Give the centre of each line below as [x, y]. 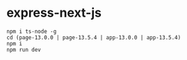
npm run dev [24, 50]
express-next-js [54, 13]
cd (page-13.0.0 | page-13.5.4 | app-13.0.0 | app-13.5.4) [94, 37]
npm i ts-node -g [32, 31]
